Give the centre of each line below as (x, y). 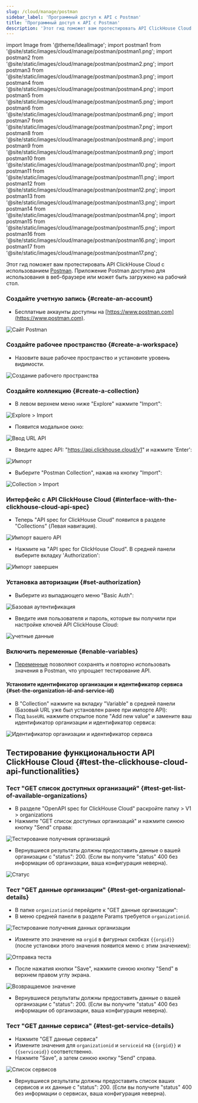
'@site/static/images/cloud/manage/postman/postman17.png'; (82, 253)
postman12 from (26, 184)
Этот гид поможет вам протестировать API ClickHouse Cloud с (85, 264)
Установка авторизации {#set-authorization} (74, 582)
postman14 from (26, 209)
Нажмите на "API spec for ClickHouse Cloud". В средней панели (95, 549)
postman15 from (26, 221)
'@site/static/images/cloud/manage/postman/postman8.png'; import (90, 139)
